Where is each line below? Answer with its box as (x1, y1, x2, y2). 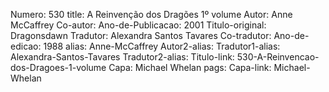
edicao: (10, 40, 42, 52)
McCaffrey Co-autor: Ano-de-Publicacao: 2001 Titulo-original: (10, 19, 267, 31)
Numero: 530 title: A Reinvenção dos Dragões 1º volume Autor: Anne (10, 9, 293, 20)
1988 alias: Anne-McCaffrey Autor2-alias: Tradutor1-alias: (43, 40, 281, 52)
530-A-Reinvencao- (236, 51, 320, 63)
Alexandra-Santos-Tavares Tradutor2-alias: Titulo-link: (10, 51, 235, 63)
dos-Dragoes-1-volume (10, 62, 107, 73)
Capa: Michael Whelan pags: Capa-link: (108, 62, 272, 73)
